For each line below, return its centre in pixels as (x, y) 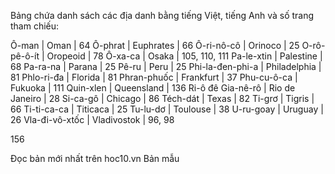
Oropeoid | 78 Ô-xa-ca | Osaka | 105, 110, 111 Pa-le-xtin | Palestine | (184, 56)
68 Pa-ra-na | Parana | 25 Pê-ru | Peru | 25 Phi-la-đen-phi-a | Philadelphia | (166, 66)
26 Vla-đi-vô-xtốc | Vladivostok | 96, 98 (92, 119)
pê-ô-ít (25, 56)
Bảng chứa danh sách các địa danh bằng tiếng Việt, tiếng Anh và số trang (162, 15)
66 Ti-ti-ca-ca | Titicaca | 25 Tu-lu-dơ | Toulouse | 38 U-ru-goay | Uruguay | (167, 109)
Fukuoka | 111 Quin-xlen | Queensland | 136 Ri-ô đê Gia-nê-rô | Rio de (153, 88)
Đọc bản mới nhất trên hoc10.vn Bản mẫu (95, 158)
